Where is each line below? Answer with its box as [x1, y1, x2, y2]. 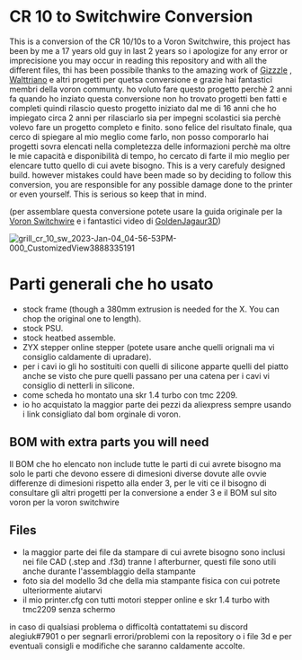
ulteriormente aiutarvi [22, 585, 102, 595]
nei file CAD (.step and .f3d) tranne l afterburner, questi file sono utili [22, 556, 277, 567]
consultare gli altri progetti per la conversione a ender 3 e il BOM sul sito [9, 487, 277, 497]
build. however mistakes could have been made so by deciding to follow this [9, 169, 292, 180]
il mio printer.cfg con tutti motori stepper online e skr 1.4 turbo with [22, 594, 271, 605]
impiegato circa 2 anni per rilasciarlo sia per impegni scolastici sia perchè [9, 112, 281, 123]
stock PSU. [22, 322, 64, 333]
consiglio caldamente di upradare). [22, 351, 152, 362]
